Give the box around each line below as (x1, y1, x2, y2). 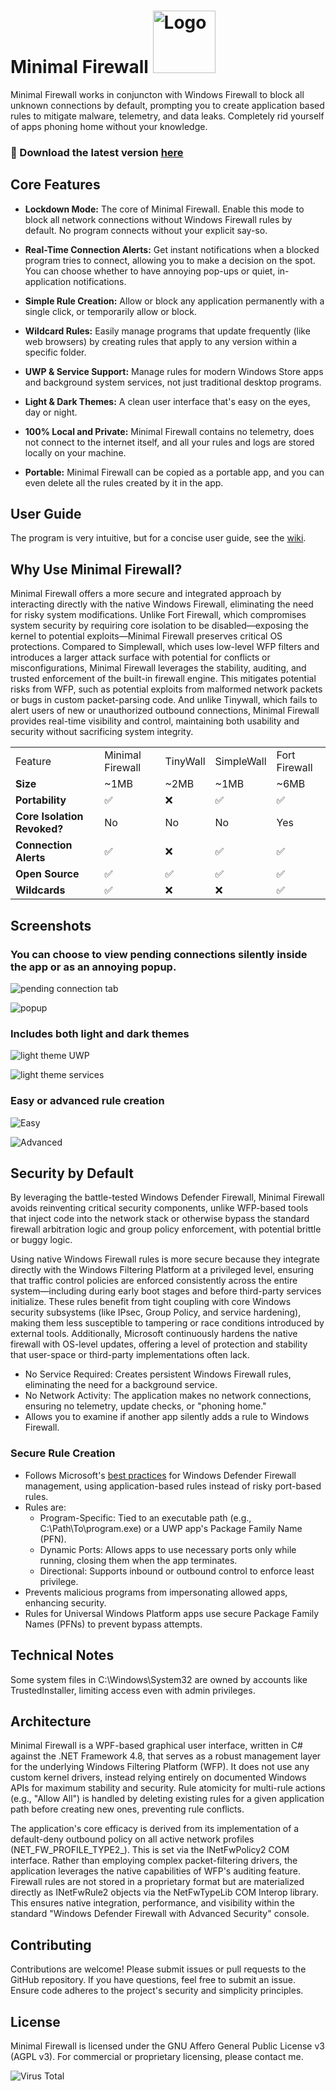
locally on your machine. (24, 446, 127, 459)
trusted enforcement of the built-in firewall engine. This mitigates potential (10, 673, 317, 685)
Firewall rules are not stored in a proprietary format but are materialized (10, 1876, 305, 1888)
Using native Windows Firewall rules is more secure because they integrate (10, 1253, 320, 1265)
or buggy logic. (10, 1234, 73, 1246)
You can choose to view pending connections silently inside (10, 947, 308, 961)
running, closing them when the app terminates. (39, 1554, 238, 1566)
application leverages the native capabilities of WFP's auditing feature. (10, 1865, 302, 1877)
